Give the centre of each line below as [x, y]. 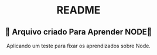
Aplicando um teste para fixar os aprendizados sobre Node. [78, 46]
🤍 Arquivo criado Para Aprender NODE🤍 [78, 32]
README [78, 10]
